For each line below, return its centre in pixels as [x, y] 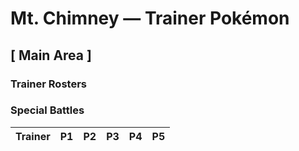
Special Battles [47, 110]
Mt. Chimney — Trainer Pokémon [150, 18]
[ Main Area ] [51, 55]
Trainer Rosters [48, 84]
